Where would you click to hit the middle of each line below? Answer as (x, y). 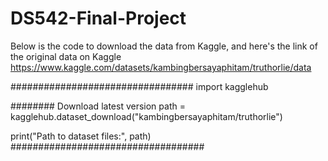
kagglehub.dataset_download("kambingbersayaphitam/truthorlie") (146, 116)
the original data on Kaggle (66, 56)
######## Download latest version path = (98, 106)
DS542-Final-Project (98, 18)
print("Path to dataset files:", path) (81, 136)
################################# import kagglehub (139, 86)
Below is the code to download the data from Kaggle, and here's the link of (164, 46)
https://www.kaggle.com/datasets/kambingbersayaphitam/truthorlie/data (161, 67)
